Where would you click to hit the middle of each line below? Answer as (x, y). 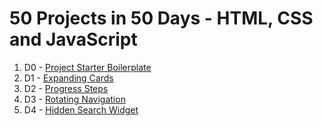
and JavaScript (73, 39)
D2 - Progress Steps (66, 88)
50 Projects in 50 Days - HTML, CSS (161, 18)
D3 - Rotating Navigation (74, 99)
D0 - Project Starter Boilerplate (87, 67)
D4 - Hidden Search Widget (81, 109)
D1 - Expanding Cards (68, 78)
